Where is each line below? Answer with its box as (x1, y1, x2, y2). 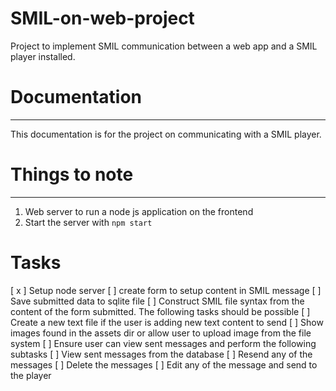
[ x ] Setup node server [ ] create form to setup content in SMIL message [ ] (10, 284, 322, 296)
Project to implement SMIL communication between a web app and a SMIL (10, 40, 318, 52)
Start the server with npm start (24, 216, 153, 228)
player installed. (10, 50, 76, 62)
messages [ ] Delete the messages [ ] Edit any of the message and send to (10, 358, 318, 371)
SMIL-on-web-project (10, 7, 195, 30)
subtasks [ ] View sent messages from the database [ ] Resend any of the (10, 348, 313, 360)
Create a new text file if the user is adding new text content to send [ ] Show (10, 316, 324, 328)
